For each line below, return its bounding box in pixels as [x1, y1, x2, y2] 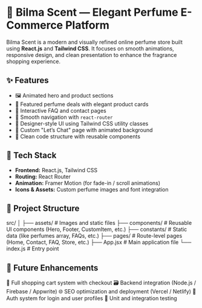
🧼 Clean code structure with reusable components [15, 133, 141, 140]
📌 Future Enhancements [6, 263, 99, 273]
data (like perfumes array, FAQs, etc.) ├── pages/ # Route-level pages [6, 232, 183, 239]
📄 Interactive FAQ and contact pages [15, 107, 107, 114]
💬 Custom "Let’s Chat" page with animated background [15, 126, 153, 133]
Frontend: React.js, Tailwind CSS [15, 166, 98, 173]
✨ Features [6, 75, 49, 85]
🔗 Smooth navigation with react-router [15, 113, 113, 121]
